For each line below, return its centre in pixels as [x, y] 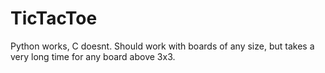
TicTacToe [54, 18]
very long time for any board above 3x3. [93, 56]
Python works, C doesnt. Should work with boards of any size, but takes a [162, 46]
